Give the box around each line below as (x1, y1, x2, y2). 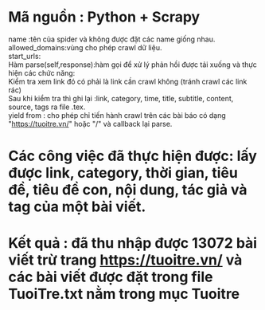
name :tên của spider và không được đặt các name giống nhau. (8, 34, 216, 44)
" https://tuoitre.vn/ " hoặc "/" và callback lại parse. (8, 119, 173, 128)
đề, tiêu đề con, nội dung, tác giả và (8, 181, 248, 199)
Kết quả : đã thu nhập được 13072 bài (8, 234, 257, 253)
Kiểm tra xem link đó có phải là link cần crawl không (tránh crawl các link (8, 77, 247, 86)
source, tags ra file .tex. (8, 102, 86, 112)
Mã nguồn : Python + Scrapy (8, 8, 201, 26)
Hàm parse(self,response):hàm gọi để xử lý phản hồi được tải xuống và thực (8, 60, 257, 69)
